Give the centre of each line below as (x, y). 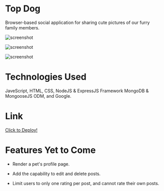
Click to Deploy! (21, 130)
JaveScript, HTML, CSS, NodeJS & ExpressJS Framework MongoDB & (77, 91)
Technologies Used (46, 77)
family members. (22, 27)
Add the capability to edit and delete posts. (56, 174)
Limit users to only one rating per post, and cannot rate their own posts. (86, 183)
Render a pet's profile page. (41, 164)
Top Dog (23, 9)
